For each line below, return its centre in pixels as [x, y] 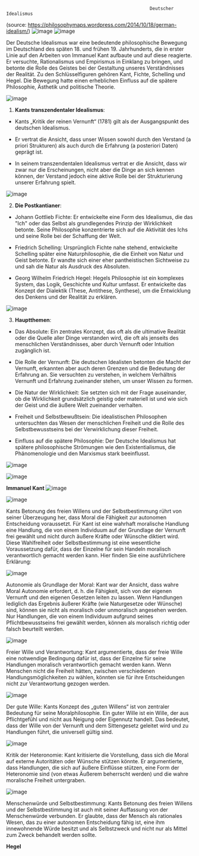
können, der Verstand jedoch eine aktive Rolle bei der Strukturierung [99, 176]
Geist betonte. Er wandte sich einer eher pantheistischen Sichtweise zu [102, 260]
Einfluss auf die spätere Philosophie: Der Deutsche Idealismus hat [95, 441]
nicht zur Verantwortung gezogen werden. [58, 683]
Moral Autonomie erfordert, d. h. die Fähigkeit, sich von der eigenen [89, 591]
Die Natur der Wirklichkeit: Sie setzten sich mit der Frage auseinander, [101, 392]
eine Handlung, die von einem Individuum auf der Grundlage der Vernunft [96, 530]
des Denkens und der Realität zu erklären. [66, 297]
